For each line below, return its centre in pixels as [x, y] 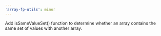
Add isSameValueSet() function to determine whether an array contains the [80, 23]
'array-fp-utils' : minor [30, 9]
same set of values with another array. [43, 28]
